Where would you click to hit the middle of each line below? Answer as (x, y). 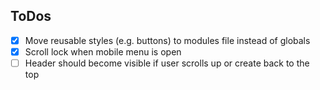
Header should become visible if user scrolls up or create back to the (167, 63)
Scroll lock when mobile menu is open (103, 51)
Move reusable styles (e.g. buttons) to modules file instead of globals (167, 40)
